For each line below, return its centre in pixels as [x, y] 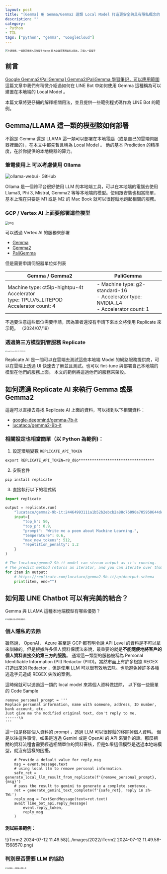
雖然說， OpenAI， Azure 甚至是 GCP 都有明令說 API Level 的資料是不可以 [81, 643]
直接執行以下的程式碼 [34, 489]
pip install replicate [29, 480]
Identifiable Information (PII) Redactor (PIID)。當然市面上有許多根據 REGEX [82, 662]
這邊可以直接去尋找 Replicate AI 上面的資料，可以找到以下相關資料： [75, 410]
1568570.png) [19, 845]
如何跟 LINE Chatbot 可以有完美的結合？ [67, 598]
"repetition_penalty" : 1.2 [51, 545]
